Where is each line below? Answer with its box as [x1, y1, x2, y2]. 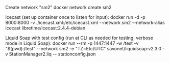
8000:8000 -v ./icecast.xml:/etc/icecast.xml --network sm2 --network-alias [5, 20, 165, 25]
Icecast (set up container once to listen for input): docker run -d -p [5, 14, 145, 20]
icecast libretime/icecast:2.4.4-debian [5, 25, 86, 31]
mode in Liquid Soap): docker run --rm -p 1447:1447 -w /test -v [5, 40, 139, 46]
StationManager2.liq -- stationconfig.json [9, 51, 96, 57]
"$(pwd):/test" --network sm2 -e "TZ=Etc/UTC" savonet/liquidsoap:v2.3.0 [5, 46, 162, 51]
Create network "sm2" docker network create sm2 [5, 5, 112, 10]
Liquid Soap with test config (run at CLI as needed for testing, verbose [5, 35, 153, 41]
